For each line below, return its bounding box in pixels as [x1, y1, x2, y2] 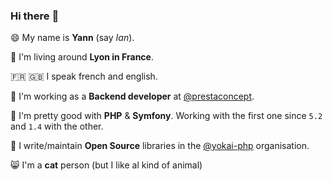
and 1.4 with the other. [10, 120, 104, 133]
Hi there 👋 [10, 9, 60, 23]
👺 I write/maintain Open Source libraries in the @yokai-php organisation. [10, 140, 310, 152]
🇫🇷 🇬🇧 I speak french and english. [10, 70, 158, 83]
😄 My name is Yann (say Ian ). [10, 32, 135, 44]
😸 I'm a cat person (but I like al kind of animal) [10, 159, 203, 171]
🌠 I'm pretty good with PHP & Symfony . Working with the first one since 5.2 [10, 110, 323, 122]
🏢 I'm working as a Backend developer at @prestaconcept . [10, 90, 255, 103]
